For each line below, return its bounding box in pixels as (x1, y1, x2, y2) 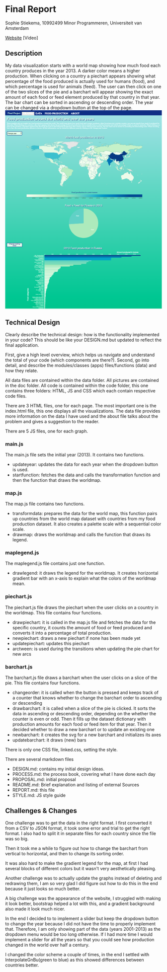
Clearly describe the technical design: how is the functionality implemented (5, 331, 160, 337)
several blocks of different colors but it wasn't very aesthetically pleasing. (5, 865, 157, 871)
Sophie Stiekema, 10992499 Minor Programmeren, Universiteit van (5, 20, 142, 26)
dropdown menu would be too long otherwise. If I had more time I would (5, 931, 153, 937)
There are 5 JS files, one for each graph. (5, 428, 88, 434)
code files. (5, 393, 27, 399)
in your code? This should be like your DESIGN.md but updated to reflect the (5, 337, 162, 343)
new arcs (12, 651, 31, 657)
